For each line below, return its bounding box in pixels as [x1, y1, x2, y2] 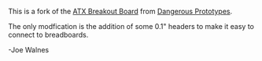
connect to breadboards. [8, 30, 89, 39]
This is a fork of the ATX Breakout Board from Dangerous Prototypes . [8, 7, 233, 16]
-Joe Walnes [8, 45, 50, 54]
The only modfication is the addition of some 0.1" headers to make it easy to [8, 22, 254, 30]
